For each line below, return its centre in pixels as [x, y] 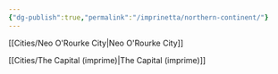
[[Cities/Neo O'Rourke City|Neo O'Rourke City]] [96, 43]
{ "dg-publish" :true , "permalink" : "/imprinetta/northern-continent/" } [139, 17]
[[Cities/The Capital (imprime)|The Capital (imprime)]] [107, 60]
